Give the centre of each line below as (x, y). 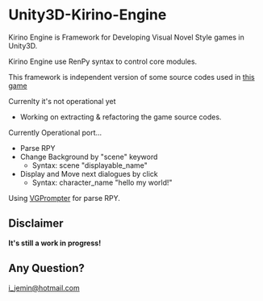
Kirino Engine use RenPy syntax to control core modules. (103, 61)
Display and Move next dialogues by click (89, 173)
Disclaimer (36, 224)
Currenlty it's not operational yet (62, 101)
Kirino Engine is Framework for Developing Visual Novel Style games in (126, 37)
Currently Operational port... (55, 132)
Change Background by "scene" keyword (89, 157)
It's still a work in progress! (55, 243)
